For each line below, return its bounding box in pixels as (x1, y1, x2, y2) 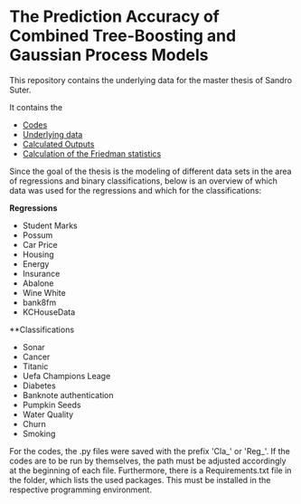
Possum (22, 229, 53, 241)
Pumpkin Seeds (22, 399, 81, 410)
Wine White (22, 287, 66, 298)
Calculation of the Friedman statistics (22, 147, 162, 159)
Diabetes (22, 380, 56, 391)
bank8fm (22, 297, 57, 308)
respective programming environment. (9, 484, 152, 495)
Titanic (22, 360, 49, 372)
